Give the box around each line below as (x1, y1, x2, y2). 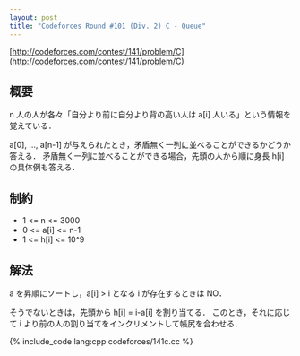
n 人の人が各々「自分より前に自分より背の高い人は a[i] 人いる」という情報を (9, 109, 291, 120)
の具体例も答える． (9, 162, 81, 173)
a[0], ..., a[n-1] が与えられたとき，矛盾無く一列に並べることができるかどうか (9, 140, 291, 151)
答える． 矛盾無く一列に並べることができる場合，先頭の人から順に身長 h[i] (9, 151, 285, 161)
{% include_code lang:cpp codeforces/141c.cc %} (9, 335, 194, 346)
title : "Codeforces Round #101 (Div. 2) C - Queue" (9, 22, 206, 30)
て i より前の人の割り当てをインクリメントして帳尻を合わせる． (9, 317, 244, 328)
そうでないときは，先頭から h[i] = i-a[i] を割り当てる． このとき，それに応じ (9, 307, 291, 317)
